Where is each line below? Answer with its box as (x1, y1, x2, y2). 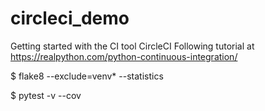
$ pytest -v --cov (10, 89, 82, 101)
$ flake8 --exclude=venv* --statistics (10, 70, 164, 82)
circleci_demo (10, 7, 130, 30)
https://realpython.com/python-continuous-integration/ (10, 50, 238, 62)
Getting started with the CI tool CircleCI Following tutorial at (10, 40, 255, 52)
